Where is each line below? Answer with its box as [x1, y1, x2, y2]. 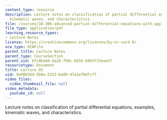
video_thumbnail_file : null [9, 81, 68, 86]
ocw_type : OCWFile [5, 44, 43, 49]
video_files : [5, 77, 32, 82]
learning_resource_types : [5, 30, 59, 35]
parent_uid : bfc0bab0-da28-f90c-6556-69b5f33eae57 [5, 58, 112, 63]
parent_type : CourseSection [5, 53, 64, 59]
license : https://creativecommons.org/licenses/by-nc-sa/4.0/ [5, 40, 137, 45]
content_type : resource [5, 7, 55, 12]
